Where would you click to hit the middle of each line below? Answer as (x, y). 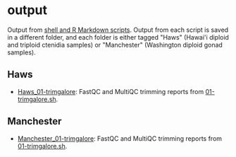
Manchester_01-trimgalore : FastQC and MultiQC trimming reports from (120, 138)
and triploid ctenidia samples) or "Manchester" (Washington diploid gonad (115, 45)
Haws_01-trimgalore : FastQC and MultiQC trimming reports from (111, 91)
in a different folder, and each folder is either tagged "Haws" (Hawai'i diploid (118, 37)
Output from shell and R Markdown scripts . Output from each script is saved (118, 30)
